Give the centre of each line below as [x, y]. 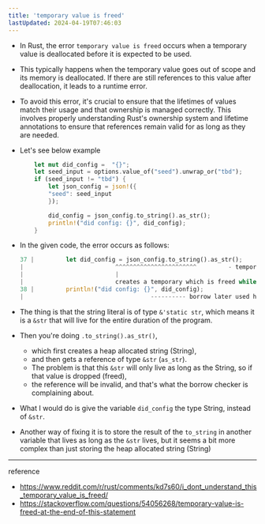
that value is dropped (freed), [79, 375]
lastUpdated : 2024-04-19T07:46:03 [65, 23]
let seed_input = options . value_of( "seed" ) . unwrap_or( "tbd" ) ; [138, 172]
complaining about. [63, 393]
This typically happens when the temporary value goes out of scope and [138, 69]
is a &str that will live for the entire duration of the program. [116, 320]
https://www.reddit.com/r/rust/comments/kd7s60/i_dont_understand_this [138, 486]
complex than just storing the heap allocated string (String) [115, 448]
